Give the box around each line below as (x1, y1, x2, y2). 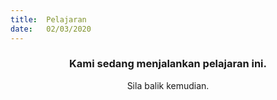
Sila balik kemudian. (126, 79, 210, 91)
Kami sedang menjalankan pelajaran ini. (69, 57, 267, 71)
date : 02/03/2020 (10, 24, 92, 34)
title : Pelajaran (10, 14, 87, 25)
